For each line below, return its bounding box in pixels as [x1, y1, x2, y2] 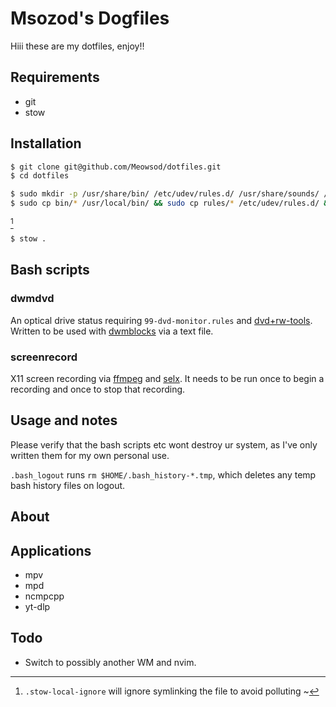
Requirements [10, 69, 100, 86]
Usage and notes [10, 412, 118, 429]
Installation [10, 135, 82, 152]
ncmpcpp [24, 590, 65, 602]
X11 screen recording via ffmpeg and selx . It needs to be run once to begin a [10, 372, 325, 384]
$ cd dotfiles [10, 171, 70, 181]
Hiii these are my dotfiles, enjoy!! [10, 40, 145, 52]
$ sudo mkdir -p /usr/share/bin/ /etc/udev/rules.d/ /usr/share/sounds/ [10, 189, 320, 199]
